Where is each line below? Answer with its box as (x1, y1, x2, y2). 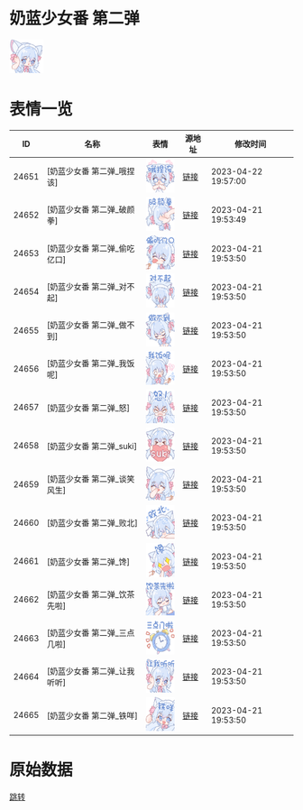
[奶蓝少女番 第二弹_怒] (46, 402, 131, 413)
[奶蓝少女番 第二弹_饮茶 (46, 588, 135, 600)
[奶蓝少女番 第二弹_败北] (46, 518, 138, 529)
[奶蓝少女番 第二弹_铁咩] (46, 710, 138, 721)
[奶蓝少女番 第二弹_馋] (46, 556, 131, 566)
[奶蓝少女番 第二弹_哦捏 (46, 166, 135, 177)
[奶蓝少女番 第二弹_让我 (46, 666, 135, 677)
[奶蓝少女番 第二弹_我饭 (46, 358, 135, 369)
